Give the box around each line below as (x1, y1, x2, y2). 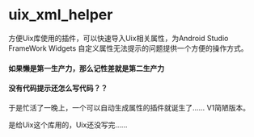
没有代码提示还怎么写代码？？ (8, 83, 108, 93)
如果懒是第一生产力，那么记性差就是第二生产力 (8, 63, 164, 73)
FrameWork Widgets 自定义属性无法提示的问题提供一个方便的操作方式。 (8, 43, 248, 53)
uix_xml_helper (8, 6, 113, 24)
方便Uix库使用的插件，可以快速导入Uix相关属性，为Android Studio (8, 33, 229, 43)
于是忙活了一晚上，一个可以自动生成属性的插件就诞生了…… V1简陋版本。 (8, 102, 251, 112)
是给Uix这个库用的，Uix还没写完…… (8, 119, 128, 130)
